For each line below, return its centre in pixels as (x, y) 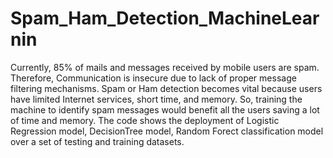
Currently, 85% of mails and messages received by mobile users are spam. (165, 67)
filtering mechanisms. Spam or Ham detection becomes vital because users (166, 88)
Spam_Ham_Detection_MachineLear (165, 18)
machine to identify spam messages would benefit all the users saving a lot (165, 109)
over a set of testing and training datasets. (97, 141)
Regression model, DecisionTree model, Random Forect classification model (167, 131)
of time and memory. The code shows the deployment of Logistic (145, 120)
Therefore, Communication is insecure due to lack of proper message (153, 78)
